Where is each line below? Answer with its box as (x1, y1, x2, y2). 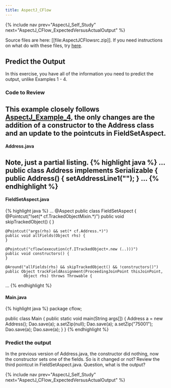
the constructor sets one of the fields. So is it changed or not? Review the (5, 356, 160, 362)
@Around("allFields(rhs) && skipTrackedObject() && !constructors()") (5, 264, 159, 270)
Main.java (5, 294, 27, 300)
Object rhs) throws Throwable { (23, 273, 93, 278)
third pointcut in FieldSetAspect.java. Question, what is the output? (5, 362, 145, 368)
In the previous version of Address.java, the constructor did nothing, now (5, 351, 159, 357)
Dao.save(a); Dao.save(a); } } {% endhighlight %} (5, 326, 109, 333)
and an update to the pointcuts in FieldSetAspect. (5, 129, 166, 137)
